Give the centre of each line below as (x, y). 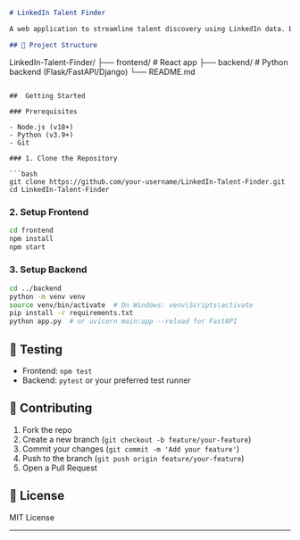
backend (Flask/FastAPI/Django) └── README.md (103, 71)
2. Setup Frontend (49, 212)
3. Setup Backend (48, 270)
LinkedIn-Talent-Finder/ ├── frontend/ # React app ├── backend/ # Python (149, 62)
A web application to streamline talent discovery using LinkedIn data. (147, 29)
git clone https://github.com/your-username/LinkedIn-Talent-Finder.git (147, 182)
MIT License (32, 517)
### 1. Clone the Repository (63, 158)
